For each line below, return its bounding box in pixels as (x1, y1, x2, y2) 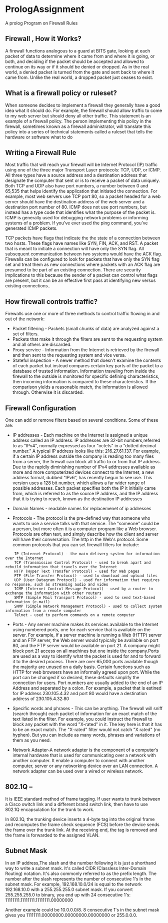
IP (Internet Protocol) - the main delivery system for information (14, 551, 160, 556)
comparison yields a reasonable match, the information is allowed (12, 384, 148, 390)
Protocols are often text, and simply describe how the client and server (12, 531, 159, 537)
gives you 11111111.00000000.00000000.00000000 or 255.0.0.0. (5, 912, 137, 918)
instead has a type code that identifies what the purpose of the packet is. (5, 209, 156, 215)
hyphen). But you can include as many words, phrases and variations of (12, 732, 160, 738)
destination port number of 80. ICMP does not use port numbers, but (5, 204, 147, 210)
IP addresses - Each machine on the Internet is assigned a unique (12, 432, 148, 438)
